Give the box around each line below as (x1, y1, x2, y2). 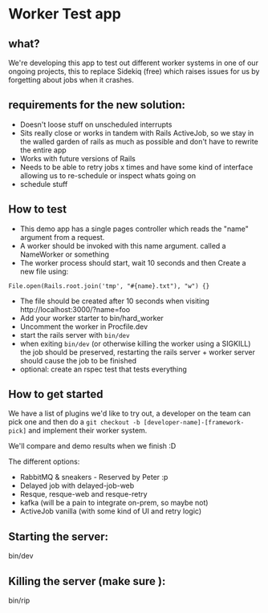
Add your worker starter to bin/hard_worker (19, 313, 164, 323)
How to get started (8, 388, 104, 401)
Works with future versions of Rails (19, 153, 136, 163)
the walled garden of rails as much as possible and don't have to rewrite (19, 136, 258, 146)
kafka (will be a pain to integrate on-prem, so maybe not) (19, 498, 209, 508)
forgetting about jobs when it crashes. (8, 75, 135, 84)
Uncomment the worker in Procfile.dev (19, 322, 148, 331)
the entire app (19, 145, 67, 155)
